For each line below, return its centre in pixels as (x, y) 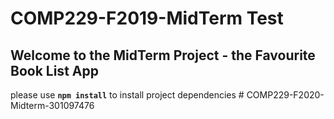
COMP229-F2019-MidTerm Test (147, 18)
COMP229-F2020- (285, 95)
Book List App (54, 70)
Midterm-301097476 (52, 105)
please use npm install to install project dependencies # (127, 95)
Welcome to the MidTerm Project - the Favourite (163, 55)
